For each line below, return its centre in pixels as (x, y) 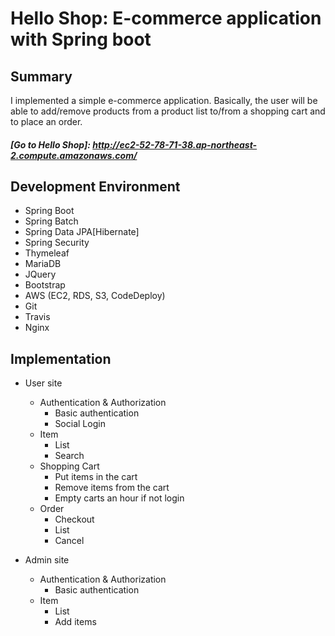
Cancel (69, 541)
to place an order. (46, 121)
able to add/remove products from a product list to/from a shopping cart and (168, 111)
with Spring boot (81, 39)
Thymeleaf (47, 253)
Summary (41, 76)
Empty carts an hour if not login (119, 498)
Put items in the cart (96, 477)
